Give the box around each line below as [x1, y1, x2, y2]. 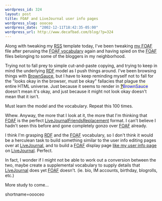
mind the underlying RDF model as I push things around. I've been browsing [5, 68, 156, 73]
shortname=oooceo [5, 191, 44, 197]
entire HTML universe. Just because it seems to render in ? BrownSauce [5, 84, 148, 89]
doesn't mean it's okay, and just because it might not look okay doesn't [5, 88, 147, 94]
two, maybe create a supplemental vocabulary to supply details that [5, 162, 140, 168]
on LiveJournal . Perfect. [5, 148, 53, 153]
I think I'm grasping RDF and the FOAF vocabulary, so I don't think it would [5, 132, 153, 138]
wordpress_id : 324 [5, 7, 42, 12]
